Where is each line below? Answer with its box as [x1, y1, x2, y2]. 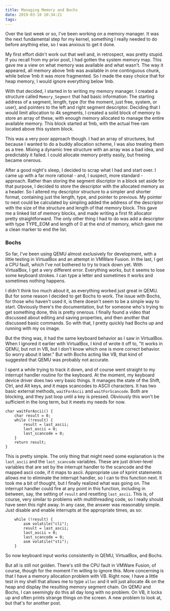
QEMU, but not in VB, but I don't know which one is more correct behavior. [5, 346, 161, 352]
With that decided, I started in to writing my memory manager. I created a [5, 88, 158, 94]
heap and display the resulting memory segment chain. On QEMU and [5, 584, 151, 590]
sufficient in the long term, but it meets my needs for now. [5, 399, 125, 405]
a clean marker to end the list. [5, 226, 67, 232]
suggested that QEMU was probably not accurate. [5, 356, 110, 363]
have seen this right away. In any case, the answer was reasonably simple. [5, 501, 161, 507]
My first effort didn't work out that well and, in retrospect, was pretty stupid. [5, 51, 163, 57]
